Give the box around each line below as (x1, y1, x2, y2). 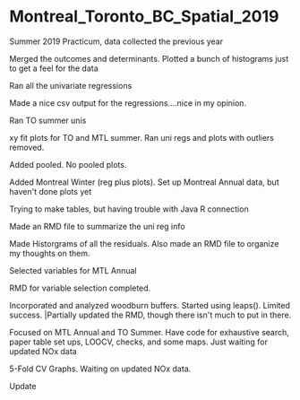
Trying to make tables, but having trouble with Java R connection (9, 204, 249, 214)
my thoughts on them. (9, 248, 90, 258)
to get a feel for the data (9, 63, 99, 74)
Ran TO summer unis (9, 115, 87, 126)
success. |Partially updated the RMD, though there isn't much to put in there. (9, 309, 292, 320)
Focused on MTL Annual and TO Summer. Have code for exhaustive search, (9, 326, 289, 337)
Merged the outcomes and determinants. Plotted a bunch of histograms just (9, 53, 289, 64)
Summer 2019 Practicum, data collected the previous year (9, 36, 224, 47)
